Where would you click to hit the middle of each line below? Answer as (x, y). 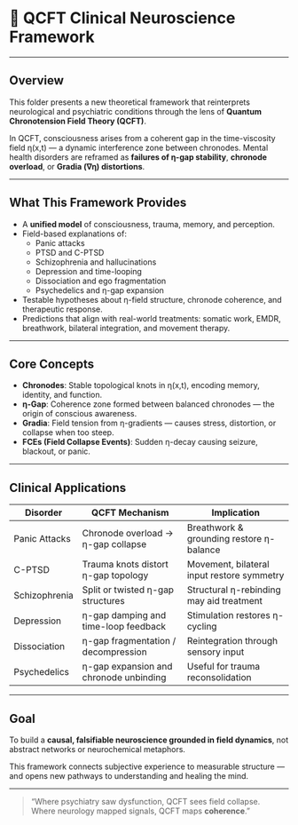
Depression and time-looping (88, 271)
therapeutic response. (63, 309)
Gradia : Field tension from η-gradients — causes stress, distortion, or (149, 423)
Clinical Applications (68, 488)
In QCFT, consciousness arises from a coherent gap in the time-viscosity (143, 138)
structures (104, 601)
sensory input (216, 652)
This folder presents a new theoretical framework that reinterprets (130, 102)
